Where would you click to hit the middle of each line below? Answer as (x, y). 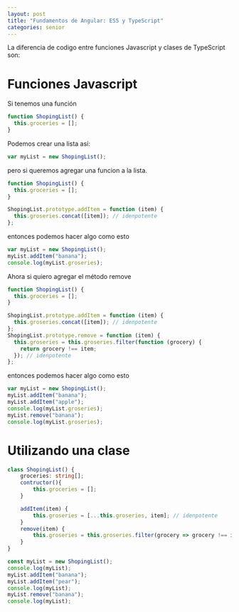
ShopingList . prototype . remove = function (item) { (84, 335)
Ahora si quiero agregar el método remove (69, 276)
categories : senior (36, 27)
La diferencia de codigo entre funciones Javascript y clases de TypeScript (116, 48)
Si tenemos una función (42, 103)
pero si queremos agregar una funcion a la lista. (78, 170)
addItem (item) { (44, 509)
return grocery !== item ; (59, 349)
